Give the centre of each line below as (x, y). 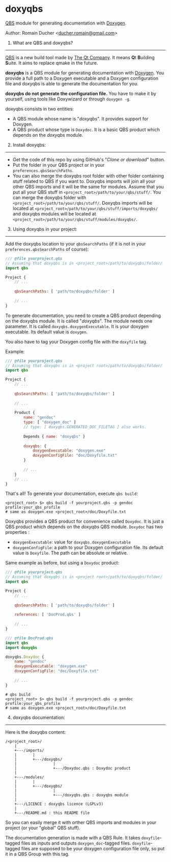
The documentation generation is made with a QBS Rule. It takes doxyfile (83, 838)
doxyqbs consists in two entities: (39, 109)
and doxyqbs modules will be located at (54, 214)
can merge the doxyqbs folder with (49, 198)
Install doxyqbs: (29, 145)
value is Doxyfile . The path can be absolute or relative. (70, 553)
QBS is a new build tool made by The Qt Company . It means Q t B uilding (80, 57)
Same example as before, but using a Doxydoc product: (62, 563)
